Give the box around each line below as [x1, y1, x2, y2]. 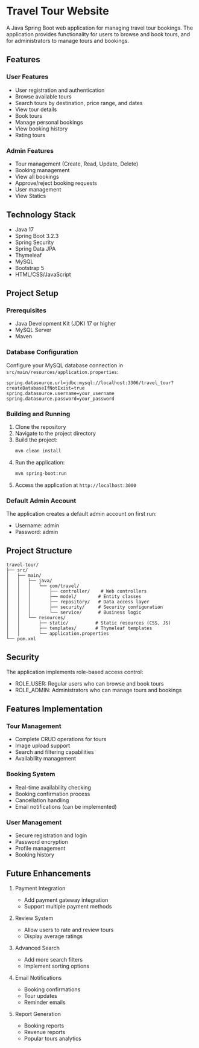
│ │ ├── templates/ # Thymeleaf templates [6, 625, 153, 631]
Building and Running [6, 410, 71, 418]
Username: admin [14, 522, 60, 529]
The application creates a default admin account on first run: [6, 510, 157, 518]
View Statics [14, 192, 46, 199]
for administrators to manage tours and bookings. [6, 37, 130, 44]
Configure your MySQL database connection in [6, 361, 124, 369]
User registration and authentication [14, 86, 105, 94]
